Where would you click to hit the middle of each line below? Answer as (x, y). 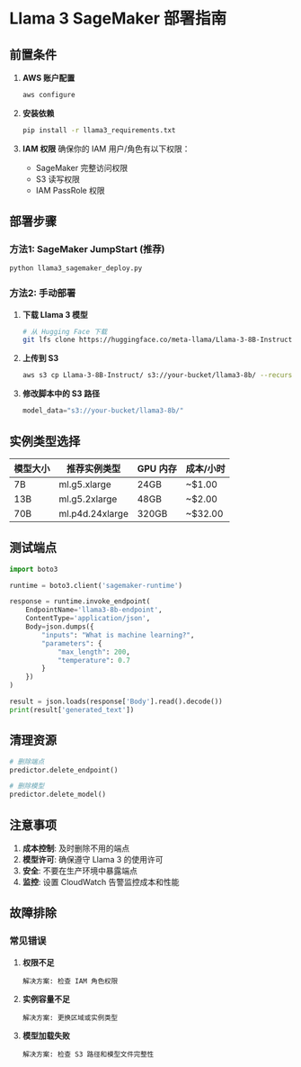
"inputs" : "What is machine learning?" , (118, 635)
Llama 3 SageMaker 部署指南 (118, 18)
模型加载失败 (46, 1035)
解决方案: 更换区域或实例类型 (70, 1017)
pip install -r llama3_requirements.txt (99, 130)
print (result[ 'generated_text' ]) (72, 710)
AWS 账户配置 (49, 78)
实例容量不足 (46, 999)
